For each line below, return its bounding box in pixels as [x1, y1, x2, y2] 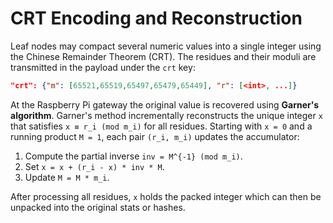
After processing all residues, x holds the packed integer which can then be [10, 190, 322, 202]
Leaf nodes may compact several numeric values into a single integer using [10, 40, 322, 52]
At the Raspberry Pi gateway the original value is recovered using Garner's [10, 98, 320, 111]
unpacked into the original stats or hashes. [10, 201, 186, 213]
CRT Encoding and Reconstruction [10, 7, 303, 30]
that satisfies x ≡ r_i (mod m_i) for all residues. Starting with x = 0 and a [10, 120, 313, 132]
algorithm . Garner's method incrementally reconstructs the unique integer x [10, 109, 323, 121]
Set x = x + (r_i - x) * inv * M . [24, 160, 165, 172]
